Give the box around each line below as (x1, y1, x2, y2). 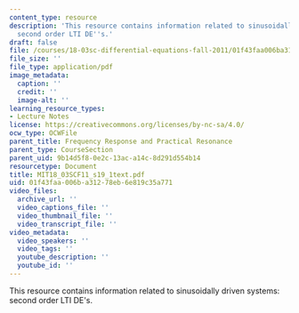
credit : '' (17, 87, 58, 96)
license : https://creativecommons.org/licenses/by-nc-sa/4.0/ (9, 121, 245, 130)
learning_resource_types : (9, 104, 105, 113)
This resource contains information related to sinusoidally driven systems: (9, 285, 280, 296)
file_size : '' (9, 54, 62, 63)
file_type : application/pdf (9, 63, 114, 72)
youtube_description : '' (17, 253, 109, 262)
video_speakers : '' (17, 237, 90, 245)
